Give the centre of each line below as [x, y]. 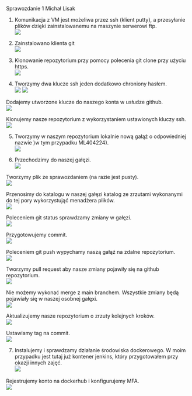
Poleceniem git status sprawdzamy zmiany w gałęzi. [69, 218]
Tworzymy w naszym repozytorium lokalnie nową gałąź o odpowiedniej [100, 136]
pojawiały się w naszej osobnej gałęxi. [52, 299]
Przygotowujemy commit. [37, 235]
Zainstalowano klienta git [44, 43]
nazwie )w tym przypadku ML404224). [62, 142]
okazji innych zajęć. [38, 363]
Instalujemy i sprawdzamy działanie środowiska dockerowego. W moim [100, 350]
